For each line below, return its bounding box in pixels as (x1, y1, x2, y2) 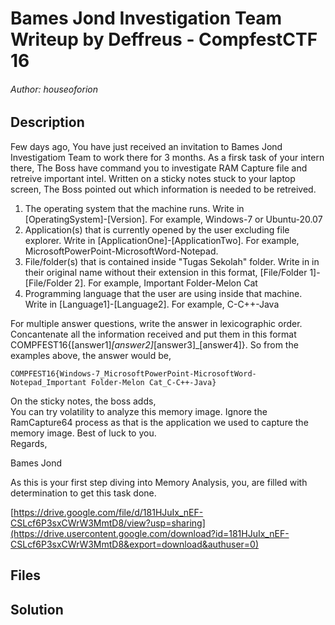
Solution (10, 601, 64, 618)
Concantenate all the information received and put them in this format (10, 328, 297, 340)
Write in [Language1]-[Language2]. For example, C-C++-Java (24, 298, 280, 310)
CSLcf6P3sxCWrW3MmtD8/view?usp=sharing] (10, 517, 206, 529)
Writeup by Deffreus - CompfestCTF (10, 28, 318, 51)
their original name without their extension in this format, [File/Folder (24, 266, 308, 278)
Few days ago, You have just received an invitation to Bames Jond (10, 140, 283, 152)
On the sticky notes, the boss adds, (10, 395, 157, 407)
